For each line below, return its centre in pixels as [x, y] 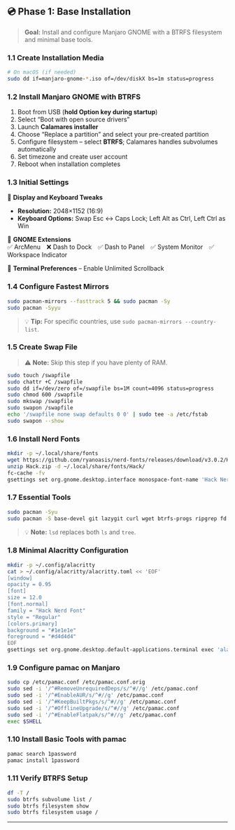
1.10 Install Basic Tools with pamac [67, 740]
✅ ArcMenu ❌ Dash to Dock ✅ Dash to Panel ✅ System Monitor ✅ [111, 247]
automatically [37, 149]
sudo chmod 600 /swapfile [45, 395]
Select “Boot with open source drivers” [73, 120]
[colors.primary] [33, 624]
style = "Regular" [34, 617]
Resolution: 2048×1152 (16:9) [60, 211]
